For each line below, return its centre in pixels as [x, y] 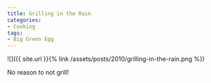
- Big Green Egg [30, 39]
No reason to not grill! [38, 73]
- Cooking [21, 26]
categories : [24, 20]
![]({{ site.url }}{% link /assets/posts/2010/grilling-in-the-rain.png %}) [106, 59]
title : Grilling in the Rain [49, 13]
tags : [15, 33]
